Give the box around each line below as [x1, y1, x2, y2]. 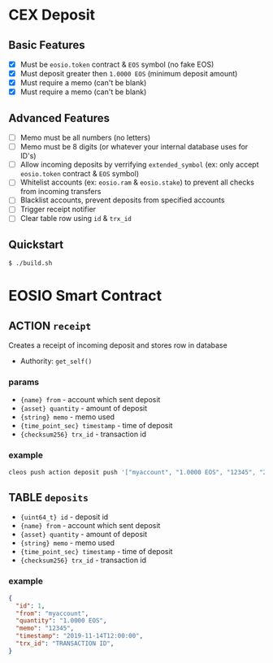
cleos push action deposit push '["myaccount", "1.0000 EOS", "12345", [8, 468, 256, 476]
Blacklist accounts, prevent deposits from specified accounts [19, 195, 225, 205]
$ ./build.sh [8, 259, 53, 267]
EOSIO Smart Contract [8, 287, 162, 305]
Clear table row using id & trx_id [19, 214, 132, 223]
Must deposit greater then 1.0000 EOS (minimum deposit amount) [19, 69, 238, 79]
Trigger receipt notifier [19, 205, 96, 214]
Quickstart [8, 237, 64, 251]
